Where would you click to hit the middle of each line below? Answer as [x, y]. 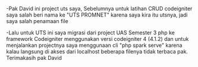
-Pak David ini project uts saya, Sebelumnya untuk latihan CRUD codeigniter [99, 9]
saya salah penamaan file [37, 21]
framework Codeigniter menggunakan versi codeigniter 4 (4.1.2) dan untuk [98, 39]
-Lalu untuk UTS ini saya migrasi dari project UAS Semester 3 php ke [91, 33]
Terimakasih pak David [34, 58]
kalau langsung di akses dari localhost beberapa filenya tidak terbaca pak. [97, 52]
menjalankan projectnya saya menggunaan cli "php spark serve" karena [94, 45]
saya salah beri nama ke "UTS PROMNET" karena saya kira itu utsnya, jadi [97, 15]
